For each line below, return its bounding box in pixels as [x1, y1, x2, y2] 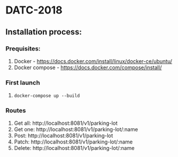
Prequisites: [5, 45, 41, 53]
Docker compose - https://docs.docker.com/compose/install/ [13, 64, 162, 71]
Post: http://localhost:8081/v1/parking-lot [13, 132, 114, 139]
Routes [5, 107, 26, 115]
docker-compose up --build [13, 93, 80, 99]
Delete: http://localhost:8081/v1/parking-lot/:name [13, 145, 135, 152]
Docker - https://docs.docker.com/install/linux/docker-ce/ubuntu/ [13, 57, 173, 64]
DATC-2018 [5, 4, 63, 17]
